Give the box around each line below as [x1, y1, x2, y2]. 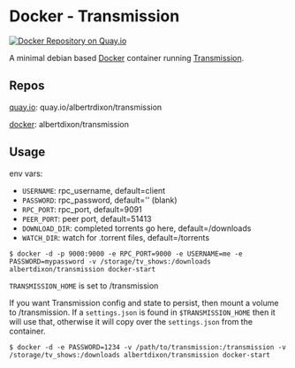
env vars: [9, 168, 43, 179]
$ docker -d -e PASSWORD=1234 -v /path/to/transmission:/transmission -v [9, 342, 287, 351]
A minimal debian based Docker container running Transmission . [9, 52, 245, 63]
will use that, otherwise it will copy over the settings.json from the [9, 316, 253, 326]
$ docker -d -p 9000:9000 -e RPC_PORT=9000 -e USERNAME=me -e [9, 249, 243, 258]
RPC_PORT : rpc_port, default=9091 [21, 203, 143, 214]
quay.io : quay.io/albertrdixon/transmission [9, 102, 163, 112]
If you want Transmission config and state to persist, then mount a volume [9, 297, 279, 308]
